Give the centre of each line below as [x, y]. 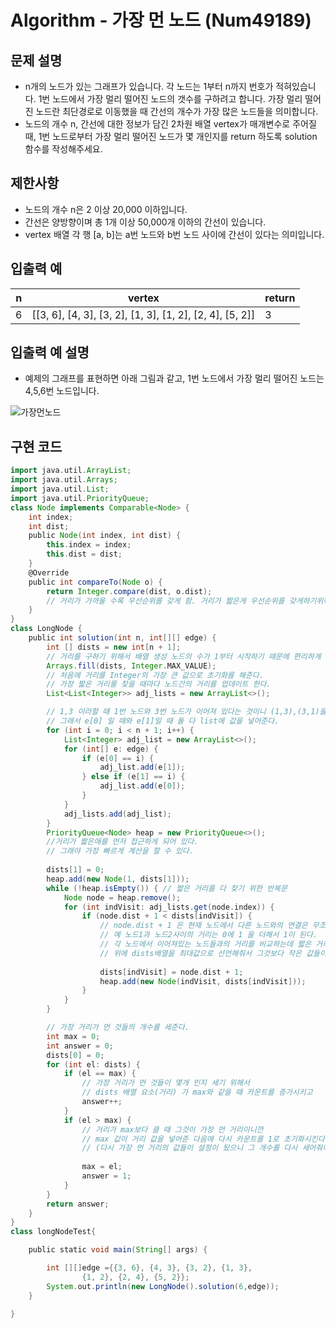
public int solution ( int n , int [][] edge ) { [122, 638]
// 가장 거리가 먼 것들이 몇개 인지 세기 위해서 [166, 1083]
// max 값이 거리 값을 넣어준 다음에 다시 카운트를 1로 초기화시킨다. [205, 1139]
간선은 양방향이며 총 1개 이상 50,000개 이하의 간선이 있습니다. [145, 222]
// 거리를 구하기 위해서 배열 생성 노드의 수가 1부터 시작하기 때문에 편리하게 [184, 656]
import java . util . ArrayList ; [71, 471]
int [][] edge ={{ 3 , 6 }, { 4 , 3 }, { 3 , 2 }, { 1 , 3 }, [149, 1268]
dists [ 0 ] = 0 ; [75, 1055]
